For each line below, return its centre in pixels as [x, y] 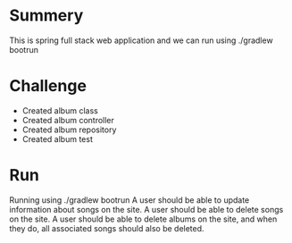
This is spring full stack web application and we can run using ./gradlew [142, 40]
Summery [46, 16]
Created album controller [68, 120]
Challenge [48, 86]
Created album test [58, 138]
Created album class [60, 110]
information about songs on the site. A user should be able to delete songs [146, 209]
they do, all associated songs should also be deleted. [107, 228]
